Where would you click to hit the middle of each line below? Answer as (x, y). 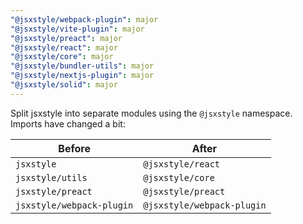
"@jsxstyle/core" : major (62, 57)
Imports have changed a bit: (68, 123)
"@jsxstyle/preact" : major (66, 38)
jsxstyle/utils (51, 177)
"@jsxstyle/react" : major (64, 47)
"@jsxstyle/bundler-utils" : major (82, 66)
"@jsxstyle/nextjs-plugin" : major (82, 76)
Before (74, 148)
